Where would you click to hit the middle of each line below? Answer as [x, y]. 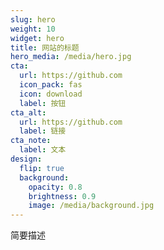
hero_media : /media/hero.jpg [71, 57]
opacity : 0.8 [55, 187]
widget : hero [37, 38]
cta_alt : [28, 112]
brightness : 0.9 [62, 196]
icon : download [51, 94]
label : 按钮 [43, 103]
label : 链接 [43, 131]
